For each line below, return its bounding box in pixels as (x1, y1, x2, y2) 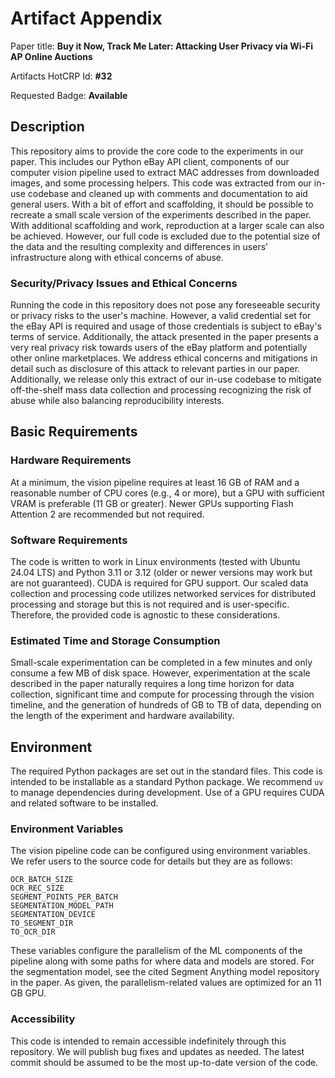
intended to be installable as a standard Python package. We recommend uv (10, 776, 324, 788)
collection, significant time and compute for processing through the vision (10, 688, 315, 701)
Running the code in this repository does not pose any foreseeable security (10, 299, 321, 311)
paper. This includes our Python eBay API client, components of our (10, 155, 290, 167)
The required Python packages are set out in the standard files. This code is (10, 765, 323, 777)
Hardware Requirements (10, 453, 132, 467)
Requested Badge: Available (10, 89, 128, 101)
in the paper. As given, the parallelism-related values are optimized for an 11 (10, 977, 322, 989)
